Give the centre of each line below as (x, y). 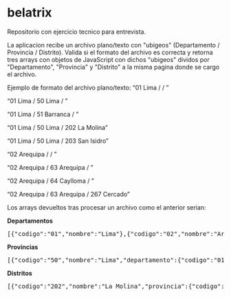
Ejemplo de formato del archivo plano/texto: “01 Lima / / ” (88, 87)
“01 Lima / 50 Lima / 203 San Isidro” (58, 141)
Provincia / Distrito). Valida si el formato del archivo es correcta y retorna (110, 52)
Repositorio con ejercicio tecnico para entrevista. (77, 32)
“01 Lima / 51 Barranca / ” (43, 114)
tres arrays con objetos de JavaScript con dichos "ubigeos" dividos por (108, 59)
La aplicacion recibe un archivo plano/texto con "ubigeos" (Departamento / (113, 45)
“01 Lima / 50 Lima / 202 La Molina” (57, 127)
